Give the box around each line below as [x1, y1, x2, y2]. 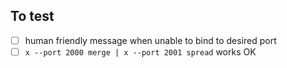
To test [10, 8, 55, 25]
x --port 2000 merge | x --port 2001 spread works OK [24, 45, 257, 58]
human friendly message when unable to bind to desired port [24, 34, 277, 46]
